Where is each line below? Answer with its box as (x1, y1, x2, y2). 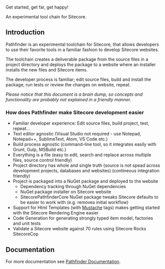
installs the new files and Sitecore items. (5, 67, 88, 72)
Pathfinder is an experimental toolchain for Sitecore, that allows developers (5, 41, 159, 47)
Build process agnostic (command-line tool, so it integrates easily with (12, 141, 157, 147)
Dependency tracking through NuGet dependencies (20, 184, 126, 190)
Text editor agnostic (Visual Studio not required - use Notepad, (12, 131, 141, 137)
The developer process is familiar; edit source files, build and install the (5, 76, 151, 82)
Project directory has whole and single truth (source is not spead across (12, 162, 161, 168)
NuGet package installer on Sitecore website (20, 189, 111, 195)
